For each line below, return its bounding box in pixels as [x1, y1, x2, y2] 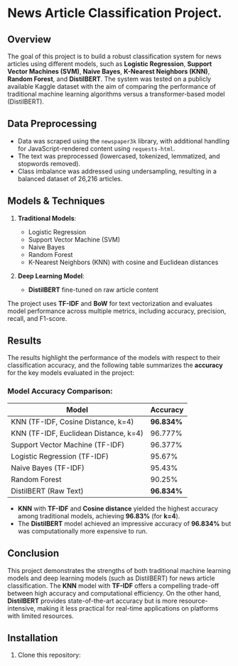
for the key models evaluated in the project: [7, 369, 135, 377]
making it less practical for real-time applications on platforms [37, 604, 219, 612]
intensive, [7, 604, 36, 612]
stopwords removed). [17, 159, 80, 168]
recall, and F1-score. [7, 314, 67, 322]
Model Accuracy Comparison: [7, 386, 113, 396]
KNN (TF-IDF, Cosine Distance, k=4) [11, 417, 134, 427]
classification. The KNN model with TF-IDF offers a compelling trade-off [7, 581, 219, 590]
